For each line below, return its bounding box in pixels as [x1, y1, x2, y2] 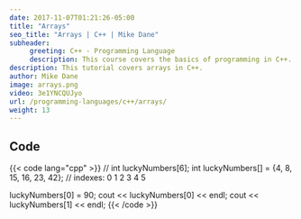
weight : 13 [9, 105, 50, 114]
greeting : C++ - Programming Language [29, 47, 176, 56]
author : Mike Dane [9, 72, 78, 81]
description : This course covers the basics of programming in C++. [29, 55, 293, 64]
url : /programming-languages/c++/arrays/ [9, 96, 168, 106]
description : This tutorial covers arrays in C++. [9, 64, 204, 73]
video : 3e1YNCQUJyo [9, 88, 83, 97]
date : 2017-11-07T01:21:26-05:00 [9, 13, 135, 23]
